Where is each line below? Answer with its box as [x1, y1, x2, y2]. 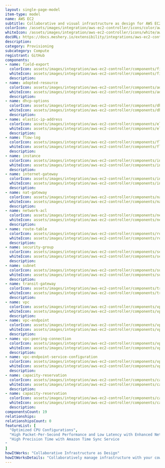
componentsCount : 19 [5, 409, 48, 414]
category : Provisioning [5, 44, 54, 49]
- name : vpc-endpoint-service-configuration [5, 354, 98, 359]
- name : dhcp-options [5, 99, 50, 104]
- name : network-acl [5, 208, 48, 213]
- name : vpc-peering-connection [5, 336, 71, 341]
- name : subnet [5, 263, 36, 268]
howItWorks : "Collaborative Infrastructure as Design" [5, 450, 120, 455]
